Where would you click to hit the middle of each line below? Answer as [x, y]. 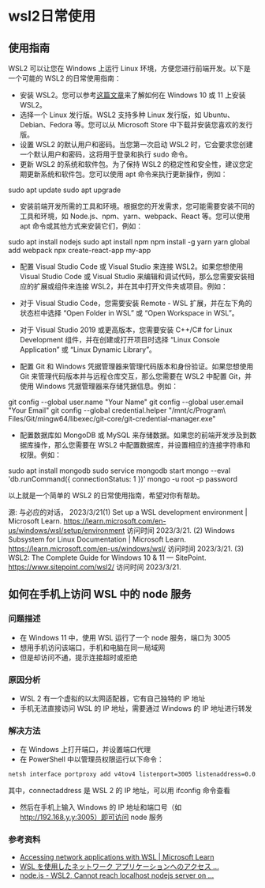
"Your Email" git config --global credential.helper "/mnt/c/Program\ [117, 410]
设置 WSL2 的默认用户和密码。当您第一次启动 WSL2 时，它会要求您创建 [136, 144]
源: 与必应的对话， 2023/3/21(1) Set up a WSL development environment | [128, 512]
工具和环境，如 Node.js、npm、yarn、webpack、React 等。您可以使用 [135, 216]
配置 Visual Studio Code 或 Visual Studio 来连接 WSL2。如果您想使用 [131, 266]
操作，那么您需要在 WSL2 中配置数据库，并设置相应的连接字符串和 [142, 445]
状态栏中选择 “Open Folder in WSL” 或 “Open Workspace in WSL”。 [129, 313]
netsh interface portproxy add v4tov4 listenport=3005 [100, 775]
